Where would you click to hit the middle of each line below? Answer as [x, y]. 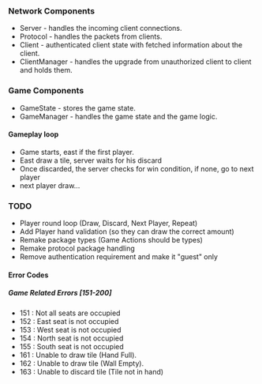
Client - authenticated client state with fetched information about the [131, 45]
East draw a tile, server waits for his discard [91, 160]
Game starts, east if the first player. [77, 152]
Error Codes [28, 275]
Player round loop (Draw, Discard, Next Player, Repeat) [109, 224]
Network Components [52, 11]
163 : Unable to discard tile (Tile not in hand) [92, 371]
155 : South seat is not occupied [71, 346]
